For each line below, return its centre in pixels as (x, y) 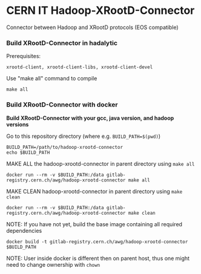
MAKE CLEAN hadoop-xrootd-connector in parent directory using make (94, 191)
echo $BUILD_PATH (28, 152)
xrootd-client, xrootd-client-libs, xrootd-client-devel (80, 67)
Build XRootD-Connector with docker (62, 105)
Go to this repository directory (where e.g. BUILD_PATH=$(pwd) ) (84, 136)
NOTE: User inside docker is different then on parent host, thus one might (98, 258)
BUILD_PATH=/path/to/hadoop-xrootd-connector (64, 147)
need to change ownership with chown (53, 264)
